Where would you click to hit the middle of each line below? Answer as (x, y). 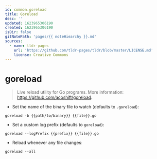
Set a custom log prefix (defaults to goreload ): (58, 125)
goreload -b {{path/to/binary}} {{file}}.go (51, 116)
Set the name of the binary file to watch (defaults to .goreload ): (76, 107)
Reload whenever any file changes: (47, 143)
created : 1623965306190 (29, 28)
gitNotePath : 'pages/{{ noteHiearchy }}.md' (51, 37)
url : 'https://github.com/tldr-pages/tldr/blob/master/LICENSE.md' (83, 50)
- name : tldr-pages (29, 46)
